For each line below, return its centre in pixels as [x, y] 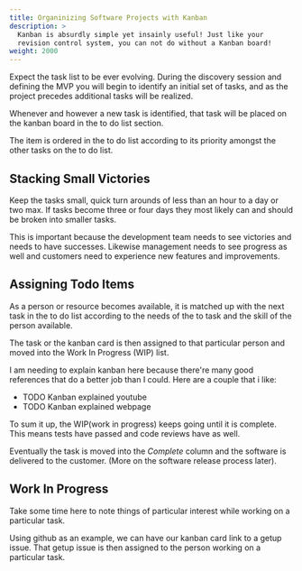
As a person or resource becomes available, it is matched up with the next [147, 306]
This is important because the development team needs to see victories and [151, 236]
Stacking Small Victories [80, 178]
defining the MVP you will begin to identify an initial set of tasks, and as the [149, 87]
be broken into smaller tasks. [63, 219]
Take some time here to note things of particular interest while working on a [150, 511]
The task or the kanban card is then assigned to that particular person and [147, 343]
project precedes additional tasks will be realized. [101, 97]
